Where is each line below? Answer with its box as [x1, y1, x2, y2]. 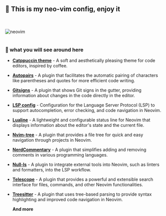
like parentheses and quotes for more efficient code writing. [12, 78, 135, 84]
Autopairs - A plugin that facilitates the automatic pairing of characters [12, 72, 158, 78]
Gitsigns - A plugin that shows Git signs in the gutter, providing [12, 87, 142, 93]
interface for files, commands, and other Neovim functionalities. [12, 182, 143, 188]
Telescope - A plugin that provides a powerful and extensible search [12, 176, 154, 182]
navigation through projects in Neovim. [12, 137, 92, 143]
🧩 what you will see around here [5, 46, 83, 53]
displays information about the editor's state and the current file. [12, 122, 145, 128]
